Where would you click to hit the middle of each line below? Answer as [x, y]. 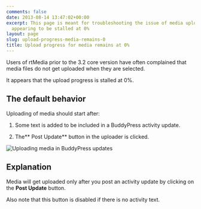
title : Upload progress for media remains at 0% [68, 46]
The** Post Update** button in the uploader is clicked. [82, 137]
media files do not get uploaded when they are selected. [76, 68]
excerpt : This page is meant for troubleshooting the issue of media [95, 23]
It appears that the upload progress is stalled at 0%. [70, 80]
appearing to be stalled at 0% [51, 28]
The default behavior [46, 99]
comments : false [26, 12]
